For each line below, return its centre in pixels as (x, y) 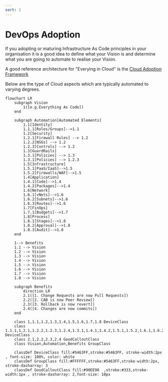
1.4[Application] (41, 177)
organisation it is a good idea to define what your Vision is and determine (80, 54)
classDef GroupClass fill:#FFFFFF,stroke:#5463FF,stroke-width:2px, (87, 361)
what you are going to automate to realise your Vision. (61, 59)
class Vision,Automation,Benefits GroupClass (62, 343)
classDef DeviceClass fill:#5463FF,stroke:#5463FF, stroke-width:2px (88, 352)
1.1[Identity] (38, 125)
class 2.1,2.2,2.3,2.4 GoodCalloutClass (57, 339)
